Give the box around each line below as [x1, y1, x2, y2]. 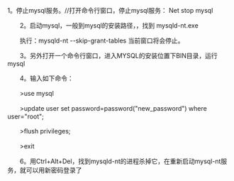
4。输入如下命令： [19, 74, 74, 82]
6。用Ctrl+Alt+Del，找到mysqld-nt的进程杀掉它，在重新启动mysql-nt [19, 157, 221, 165]
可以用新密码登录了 [26, 166, 82, 174]
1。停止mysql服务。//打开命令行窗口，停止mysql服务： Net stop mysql [7, 6, 213, 14]
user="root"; [7, 112, 45, 121]
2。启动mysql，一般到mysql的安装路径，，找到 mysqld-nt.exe [19, 21, 199, 30]
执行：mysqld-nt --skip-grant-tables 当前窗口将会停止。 [19, 36, 184, 45]
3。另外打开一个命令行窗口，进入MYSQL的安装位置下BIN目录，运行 [19, 52, 218, 60]
